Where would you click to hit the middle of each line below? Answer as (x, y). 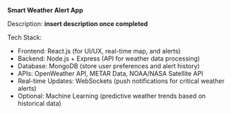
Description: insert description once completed (78, 24)
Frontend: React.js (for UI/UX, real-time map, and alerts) (99, 51)
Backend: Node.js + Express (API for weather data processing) (108, 58)
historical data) (39, 103)
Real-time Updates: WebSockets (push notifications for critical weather (121, 81)
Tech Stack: (25, 37)
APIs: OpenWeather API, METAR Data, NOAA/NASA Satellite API (110, 74)
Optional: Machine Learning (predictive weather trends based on (112, 96)
